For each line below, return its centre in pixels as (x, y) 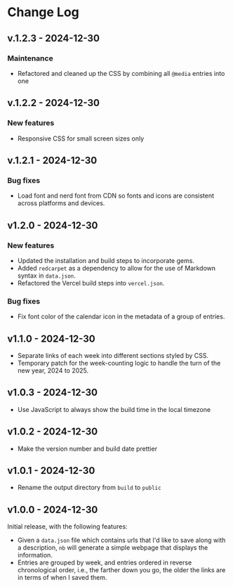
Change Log (43, 12)
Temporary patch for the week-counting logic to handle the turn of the (119, 363)
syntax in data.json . (46, 276)
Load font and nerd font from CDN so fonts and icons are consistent (116, 196)
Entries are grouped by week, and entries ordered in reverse (105, 562)
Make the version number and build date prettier (87, 449)
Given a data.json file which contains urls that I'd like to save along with (121, 540)
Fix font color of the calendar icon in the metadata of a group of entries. (121, 316)
